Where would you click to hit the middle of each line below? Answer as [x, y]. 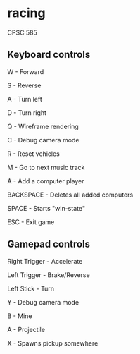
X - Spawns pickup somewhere [53, 343]
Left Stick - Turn [31, 288]
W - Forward [26, 71]
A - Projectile [26, 329]
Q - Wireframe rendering [43, 126]
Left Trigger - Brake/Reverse [49, 275]
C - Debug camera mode [43, 140]
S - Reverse [24, 85]
